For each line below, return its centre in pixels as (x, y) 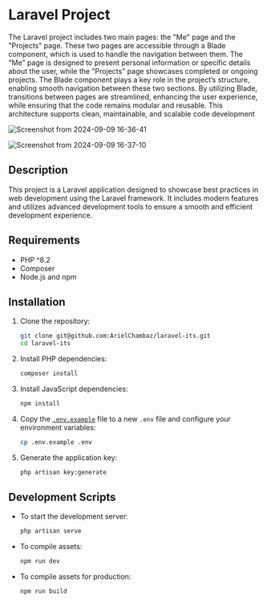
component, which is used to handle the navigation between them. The (125, 54)
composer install (49, 374)
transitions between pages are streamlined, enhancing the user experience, (133, 96)
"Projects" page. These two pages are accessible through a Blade (117, 45)
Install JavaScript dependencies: (74, 389)
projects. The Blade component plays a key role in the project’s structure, (129, 79)
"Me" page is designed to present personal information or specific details (129, 63)
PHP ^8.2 (35, 259)
